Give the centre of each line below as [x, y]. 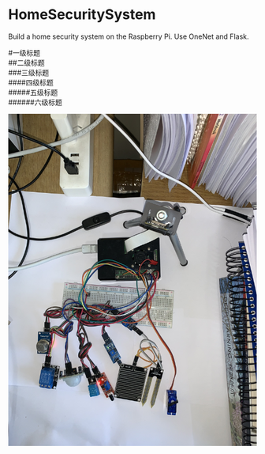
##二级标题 [26, 62]
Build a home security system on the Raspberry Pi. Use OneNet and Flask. [129, 36]
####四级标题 [31, 82]
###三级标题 [29, 72]
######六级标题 [35, 102]
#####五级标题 [33, 92]
